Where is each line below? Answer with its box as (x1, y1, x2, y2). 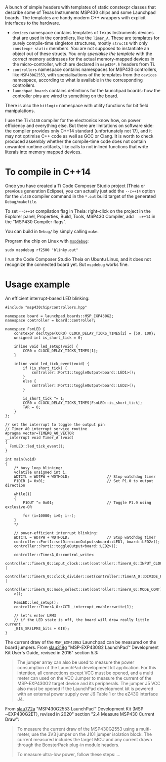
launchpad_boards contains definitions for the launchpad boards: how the (12, 88, 161, 93)
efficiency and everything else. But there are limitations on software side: (5, 123, 154, 128)
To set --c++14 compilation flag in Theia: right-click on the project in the (5, 208, 151, 214)
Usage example (5, 279, 70, 290)
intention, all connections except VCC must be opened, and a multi (17, 670, 153, 676)
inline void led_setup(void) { (14, 344, 79, 349)
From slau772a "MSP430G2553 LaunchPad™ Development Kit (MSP (5, 705, 144, 711)
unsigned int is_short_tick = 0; (14, 335, 83, 340)
